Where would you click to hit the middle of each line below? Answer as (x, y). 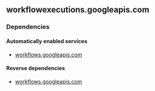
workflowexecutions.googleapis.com (78, 10)
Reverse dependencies (35, 68)
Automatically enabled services (47, 41)
